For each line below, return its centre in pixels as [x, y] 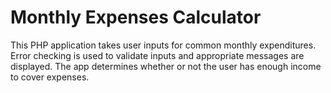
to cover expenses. [50, 77]
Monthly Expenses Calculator [136, 17]
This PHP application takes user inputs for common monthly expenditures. [163, 45]
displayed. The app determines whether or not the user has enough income [166, 66]
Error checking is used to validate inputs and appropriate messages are [157, 55]
